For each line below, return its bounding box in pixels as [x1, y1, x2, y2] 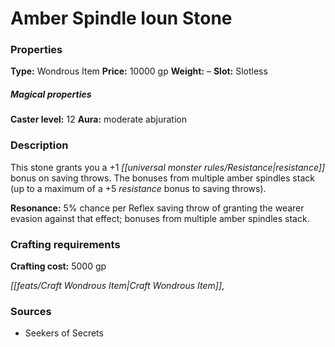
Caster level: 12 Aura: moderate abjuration [10, 113, 187, 126]
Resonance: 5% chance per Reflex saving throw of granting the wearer [10, 202, 305, 214]
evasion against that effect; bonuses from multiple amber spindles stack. [10, 212, 310, 224]
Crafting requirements [10, 237, 121, 251]
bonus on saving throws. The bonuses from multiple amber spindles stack [10, 172, 315, 184]
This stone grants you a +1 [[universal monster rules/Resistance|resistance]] [10, 161, 326, 173]
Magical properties [10, 88, 92, 101]
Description [10, 138, 69, 152]
